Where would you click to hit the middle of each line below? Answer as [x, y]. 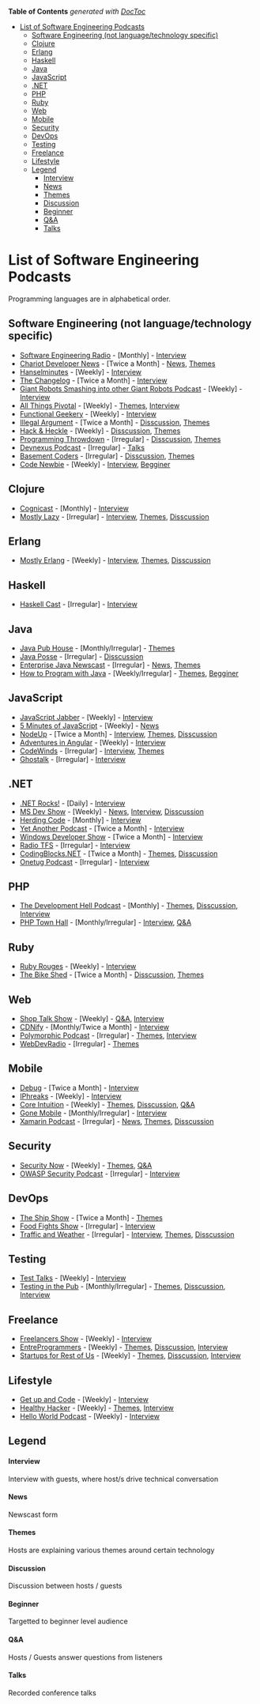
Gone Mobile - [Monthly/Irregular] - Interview [93, 1113]
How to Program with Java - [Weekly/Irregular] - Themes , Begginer [129, 673]
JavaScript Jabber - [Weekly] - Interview [86, 717]
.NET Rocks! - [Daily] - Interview [72, 803]
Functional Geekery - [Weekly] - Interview [88, 413]
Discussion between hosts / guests [65, 1586]
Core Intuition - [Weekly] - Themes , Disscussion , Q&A [107, 1104]
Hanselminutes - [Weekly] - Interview [81, 371]
